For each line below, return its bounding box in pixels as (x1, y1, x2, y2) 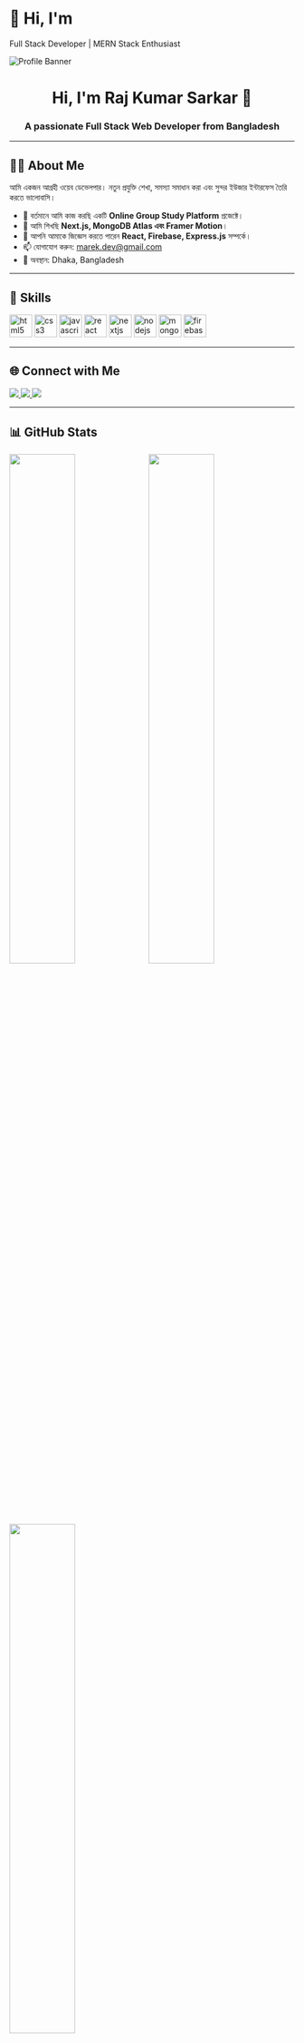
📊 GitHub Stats (9, 425, 98, 440)
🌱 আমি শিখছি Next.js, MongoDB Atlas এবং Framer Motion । (22, 221, 228, 231)
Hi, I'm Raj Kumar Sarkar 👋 (52, 88, 252, 108)
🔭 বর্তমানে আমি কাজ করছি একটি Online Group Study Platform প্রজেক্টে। (22, 211, 244, 221)
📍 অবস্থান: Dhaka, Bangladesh (22, 254, 125, 266)
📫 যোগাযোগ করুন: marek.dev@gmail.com (22, 241, 163, 252)
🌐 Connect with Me (9, 363, 120, 379)
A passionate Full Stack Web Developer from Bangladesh (24, 120, 280, 133)
